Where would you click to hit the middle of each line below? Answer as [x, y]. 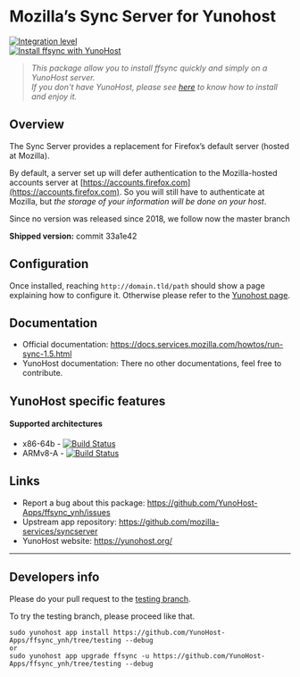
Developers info [54, 577]
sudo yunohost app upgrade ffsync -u [79, 656]
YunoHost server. [63, 77]
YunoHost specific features [87, 401]
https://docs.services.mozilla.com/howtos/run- [197, 345]
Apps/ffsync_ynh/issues [66, 512]
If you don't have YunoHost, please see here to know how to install [154, 87]
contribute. [42, 373]
